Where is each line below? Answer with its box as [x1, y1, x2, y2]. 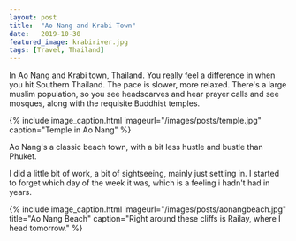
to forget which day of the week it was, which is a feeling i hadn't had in [9, 177, 270, 188]
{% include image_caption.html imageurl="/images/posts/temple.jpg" [9, 116, 262, 126]
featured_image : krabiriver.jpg [9, 37, 128, 47]
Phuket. [9, 151, 37, 162]
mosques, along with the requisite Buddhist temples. [9, 98, 201, 109]
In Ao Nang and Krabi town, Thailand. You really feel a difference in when [9, 70, 276, 80]
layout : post [9, 12, 57, 22]
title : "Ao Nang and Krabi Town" [9, 21, 137, 30]
